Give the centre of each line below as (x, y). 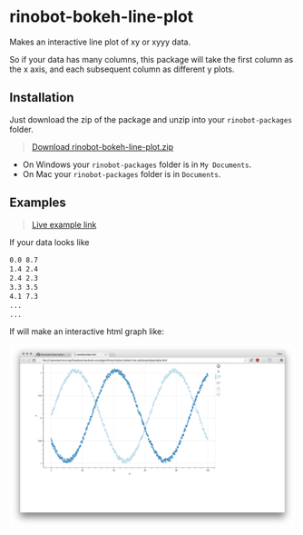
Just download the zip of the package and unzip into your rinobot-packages (151, 119)
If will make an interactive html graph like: (87, 331)
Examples (38, 203)
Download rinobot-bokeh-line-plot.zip (103, 146)
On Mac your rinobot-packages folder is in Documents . (122, 173)
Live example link (64, 224)
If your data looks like (49, 242)
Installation (42, 98)
